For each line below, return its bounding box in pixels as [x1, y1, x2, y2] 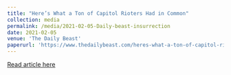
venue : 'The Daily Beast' [7, 35, 81, 42]
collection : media [7, 16, 60, 23]
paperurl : [7, 42, 36, 48]
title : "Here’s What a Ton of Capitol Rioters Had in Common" [7, 10, 189, 17]
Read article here [7, 61, 56, 68]
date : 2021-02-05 [7, 29, 57, 36]
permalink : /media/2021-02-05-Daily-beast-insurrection [7, 22, 170, 29]
